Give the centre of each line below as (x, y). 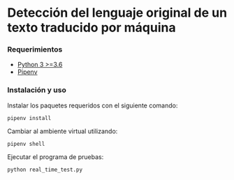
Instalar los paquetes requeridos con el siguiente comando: (93, 105)
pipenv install (29, 118)
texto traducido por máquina (92, 28)
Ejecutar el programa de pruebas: (56, 157)
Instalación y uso (37, 90)
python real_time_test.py (45, 170)
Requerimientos (35, 50)
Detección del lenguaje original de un (117, 13)
